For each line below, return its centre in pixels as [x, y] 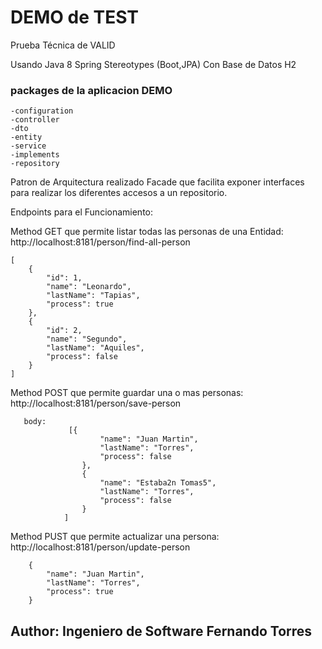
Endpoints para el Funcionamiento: [82, 212]
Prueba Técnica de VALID [63, 45]
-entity [26, 137]
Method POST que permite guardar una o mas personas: [127, 393]
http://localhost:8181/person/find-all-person [100, 242]
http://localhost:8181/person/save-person [96, 403]
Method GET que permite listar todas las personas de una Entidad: [147, 232]
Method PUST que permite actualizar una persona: [115, 537]
